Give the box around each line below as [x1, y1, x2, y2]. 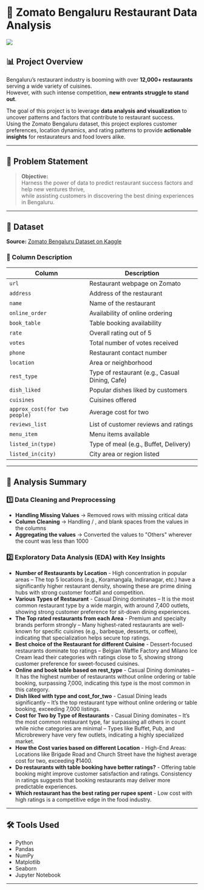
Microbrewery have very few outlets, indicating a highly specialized [15, 731, 184, 738]
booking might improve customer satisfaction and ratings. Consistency [15, 770, 192, 777]
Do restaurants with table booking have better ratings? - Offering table [15, 763, 196, 771]
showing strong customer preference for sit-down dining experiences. [15, 608, 191, 615]
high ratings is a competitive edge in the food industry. [15, 796, 152, 803]
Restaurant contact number [89, 348, 168, 357]
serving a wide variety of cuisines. [6, 82, 92, 90]
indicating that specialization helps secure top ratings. [15, 634, 151, 641]
